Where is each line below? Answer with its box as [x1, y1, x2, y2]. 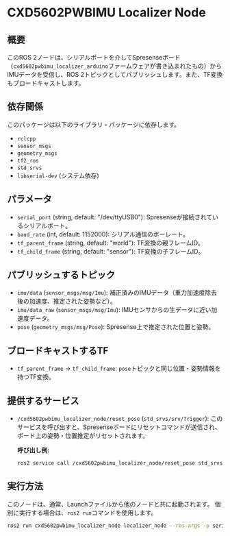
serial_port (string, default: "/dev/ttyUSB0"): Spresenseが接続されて [16, 212, 213, 221]
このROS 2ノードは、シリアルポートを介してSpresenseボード [7, 53, 181, 61]
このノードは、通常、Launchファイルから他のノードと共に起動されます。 [7, 500, 214, 508]
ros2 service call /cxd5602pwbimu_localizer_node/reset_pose [16, 460, 196, 467]
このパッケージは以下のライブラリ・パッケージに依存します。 [7, 120, 181, 128]
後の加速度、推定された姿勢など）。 [16, 297, 116, 306]
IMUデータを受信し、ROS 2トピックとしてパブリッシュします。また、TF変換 [7, 71, 223, 78]
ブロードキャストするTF [7, 345, 109, 356]
